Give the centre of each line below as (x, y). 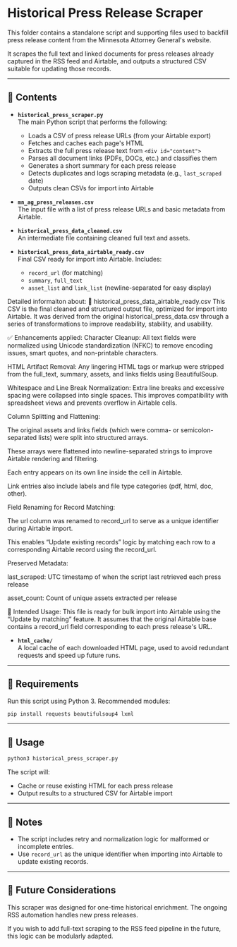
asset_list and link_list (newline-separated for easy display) (120, 288)
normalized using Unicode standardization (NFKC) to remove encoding (110, 345)
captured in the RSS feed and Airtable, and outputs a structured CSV (107, 61)
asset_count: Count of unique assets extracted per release (92, 598)
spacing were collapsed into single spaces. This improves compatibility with (118, 395)
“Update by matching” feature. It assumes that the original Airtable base (112, 619)
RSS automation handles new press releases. (73, 915)
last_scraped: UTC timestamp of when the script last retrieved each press (114, 577)
